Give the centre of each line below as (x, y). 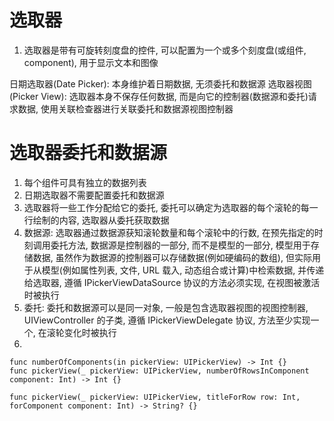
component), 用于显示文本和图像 (91, 62)
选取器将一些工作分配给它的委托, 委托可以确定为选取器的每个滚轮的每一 (171, 207)
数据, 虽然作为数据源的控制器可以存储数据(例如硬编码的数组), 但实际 (172, 257)
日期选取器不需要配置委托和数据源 (94, 195)
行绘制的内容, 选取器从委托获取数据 (96, 220)
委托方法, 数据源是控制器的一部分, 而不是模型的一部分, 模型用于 (180, 245)
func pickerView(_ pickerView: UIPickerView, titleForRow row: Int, (155, 397)
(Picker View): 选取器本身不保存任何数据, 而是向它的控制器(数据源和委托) (159, 96)
